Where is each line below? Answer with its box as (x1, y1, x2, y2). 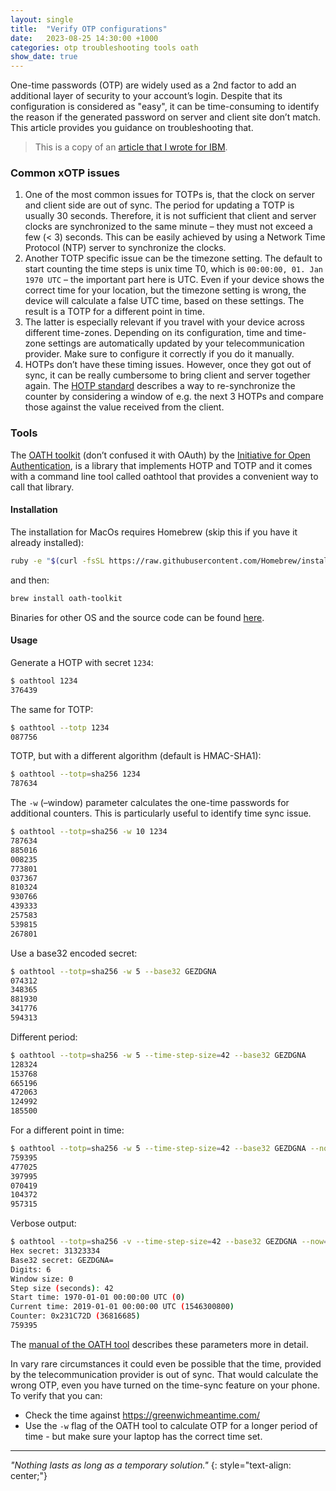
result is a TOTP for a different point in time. (24, 306, 205, 318)
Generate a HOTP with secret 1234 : (10, 656, 154, 668)
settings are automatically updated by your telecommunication (48, 337, 305, 350)
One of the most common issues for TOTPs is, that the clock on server (24, 189, 315, 201)
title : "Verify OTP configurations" (10, 24, 168, 34)
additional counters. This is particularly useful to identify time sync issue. (10, 807, 312, 820)
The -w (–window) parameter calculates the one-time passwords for (10, 797, 290, 809)
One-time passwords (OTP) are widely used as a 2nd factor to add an (10, 79, 297, 91)
